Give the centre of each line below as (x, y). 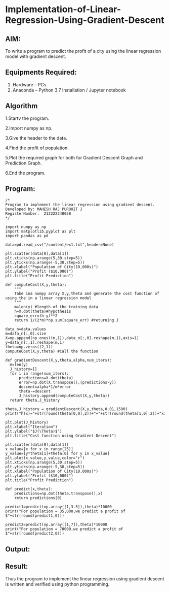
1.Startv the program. (27, 118)
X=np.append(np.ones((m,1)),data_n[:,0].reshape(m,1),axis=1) (72, 338)
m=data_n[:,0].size (26, 334)
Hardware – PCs (29, 84)
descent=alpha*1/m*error (45, 387)
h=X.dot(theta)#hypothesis (43, 311)
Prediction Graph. (24, 163)
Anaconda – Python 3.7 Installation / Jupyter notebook (69, 90)
